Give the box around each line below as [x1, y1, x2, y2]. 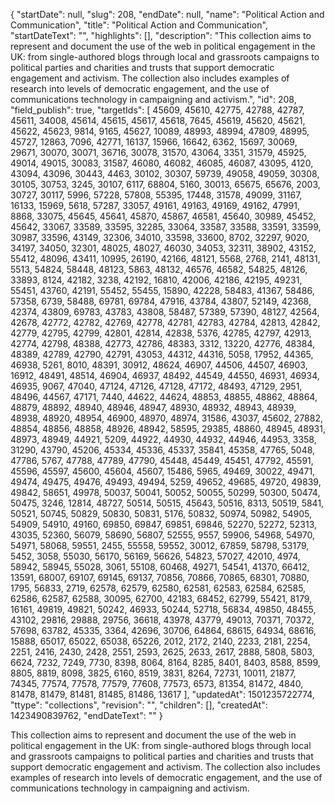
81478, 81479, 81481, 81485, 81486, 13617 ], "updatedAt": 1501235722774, [10, 689, 315, 700]
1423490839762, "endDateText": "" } [10, 710, 163, 721]
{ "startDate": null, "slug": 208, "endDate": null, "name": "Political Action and [10, 9, 325, 20]
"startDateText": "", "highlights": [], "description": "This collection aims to [10, 30, 312, 41]
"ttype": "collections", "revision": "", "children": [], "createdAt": [10, 699, 268, 711]
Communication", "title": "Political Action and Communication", [10, 19, 268, 31]
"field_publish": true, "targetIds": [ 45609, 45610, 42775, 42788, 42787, [10, 104, 305, 116]
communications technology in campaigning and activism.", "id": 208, [10, 94, 297, 105]
